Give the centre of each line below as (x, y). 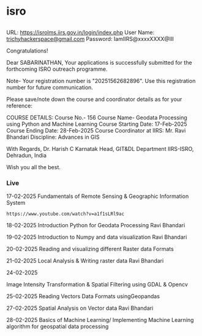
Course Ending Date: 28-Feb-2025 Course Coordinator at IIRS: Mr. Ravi (96, 130)
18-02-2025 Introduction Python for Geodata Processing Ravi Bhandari (96, 225)
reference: (19, 106)
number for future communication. (50, 87)
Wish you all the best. (34, 167)
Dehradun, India (27, 155)
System (16, 202)
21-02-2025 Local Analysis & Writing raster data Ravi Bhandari (85, 260)
